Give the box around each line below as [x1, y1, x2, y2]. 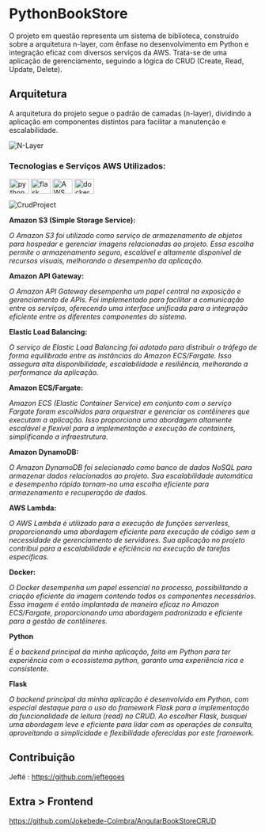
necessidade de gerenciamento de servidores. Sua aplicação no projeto [9, 536, 245, 545]
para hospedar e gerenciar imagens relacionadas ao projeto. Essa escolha [9, 239, 254, 249]
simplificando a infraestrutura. [9, 432, 109, 441]
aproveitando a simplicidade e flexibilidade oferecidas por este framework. [9, 729, 255, 738]
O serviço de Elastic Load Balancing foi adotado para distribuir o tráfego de [9, 343, 258, 352]
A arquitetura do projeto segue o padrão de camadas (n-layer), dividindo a [9, 108, 252, 118]
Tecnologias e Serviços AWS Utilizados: [9, 160, 166, 171]
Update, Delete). [9, 64, 62, 74]
